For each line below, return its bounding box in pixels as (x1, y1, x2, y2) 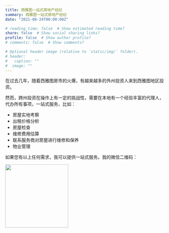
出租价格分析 (12, 118, 39, 124)
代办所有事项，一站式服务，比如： (5, 101, 76, 107)
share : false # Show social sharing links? (5, 31, 100, 36)
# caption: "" (5, 59, 39, 64)
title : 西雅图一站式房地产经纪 (5, 7, 62, 13)
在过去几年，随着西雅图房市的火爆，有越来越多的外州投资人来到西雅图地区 (5, 78, 159, 84)
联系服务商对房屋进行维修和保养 (12, 137, 79, 143)
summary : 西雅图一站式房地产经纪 (5, 12, 67, 17)
